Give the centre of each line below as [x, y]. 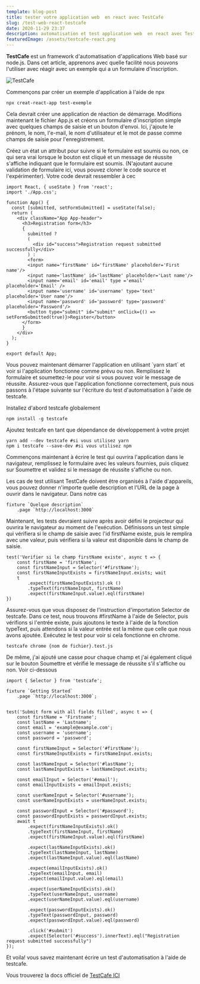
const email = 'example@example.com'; [65, 727]
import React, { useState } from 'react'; [60, 187]
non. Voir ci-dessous [32, 670]
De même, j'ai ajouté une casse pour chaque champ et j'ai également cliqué [99, 657]
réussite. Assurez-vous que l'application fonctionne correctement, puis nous [100, 384]
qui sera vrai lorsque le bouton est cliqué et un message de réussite [89, 157]
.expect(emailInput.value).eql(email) [76, 879]
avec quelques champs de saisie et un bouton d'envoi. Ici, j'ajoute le [90, 126]
